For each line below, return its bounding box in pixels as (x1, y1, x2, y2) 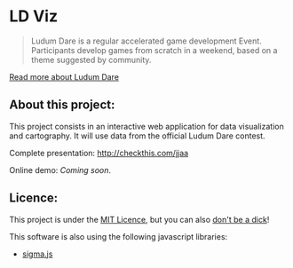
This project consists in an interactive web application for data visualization (9, 121, 284, 131)
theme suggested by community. (30, 54, 152, 65)
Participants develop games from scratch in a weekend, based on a (30, 44, 278, 55)
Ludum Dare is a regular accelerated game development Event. (30, 35, 262, 46)
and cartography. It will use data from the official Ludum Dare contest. (9, 130, 265, 141)
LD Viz (9, 6, 59, 27)
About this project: (9, 98, 115, 113)
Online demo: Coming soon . (9, 164, 112, 175)
